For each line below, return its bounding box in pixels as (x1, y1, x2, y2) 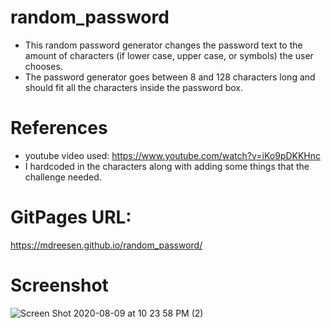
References (10, 117, 108, 140)
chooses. (24, 60, 63, 72)
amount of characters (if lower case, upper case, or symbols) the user (24, 49, 314, 61)
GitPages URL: (10, 206, 132, 229)
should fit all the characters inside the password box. (24, 81, 244, 93)
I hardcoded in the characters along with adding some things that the (24, 160, 310, 172)
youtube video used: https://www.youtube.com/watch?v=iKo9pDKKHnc (24, 149, 322, 161)
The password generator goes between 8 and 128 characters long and (24, 71, 316, 83)
